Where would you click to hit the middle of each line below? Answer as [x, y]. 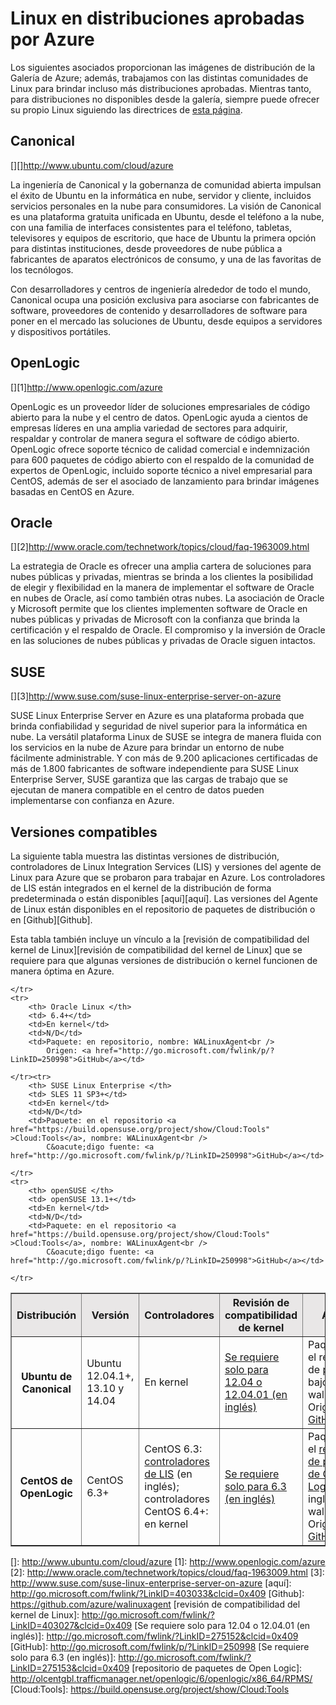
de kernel [261, 1327]
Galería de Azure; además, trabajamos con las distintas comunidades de [159, 78]
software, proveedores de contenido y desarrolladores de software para [159, 310]
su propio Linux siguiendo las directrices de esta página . [126, 109]
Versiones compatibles [84, 832]
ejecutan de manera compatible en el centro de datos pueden [137, 790]
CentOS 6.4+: [176, 1511]
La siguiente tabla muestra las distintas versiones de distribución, [145, 856]
